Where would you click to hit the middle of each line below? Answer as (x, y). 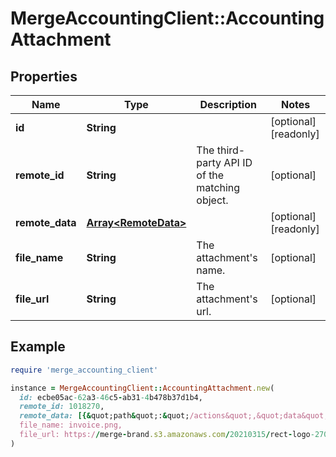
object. (212, 200)
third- (231, 150)
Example (38, 347)
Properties (44, 76)
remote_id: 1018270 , (62, 407)
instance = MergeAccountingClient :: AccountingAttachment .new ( (142, 388)
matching (218, 187)
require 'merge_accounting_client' (84, 370)
